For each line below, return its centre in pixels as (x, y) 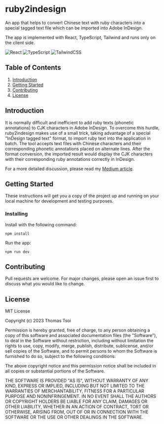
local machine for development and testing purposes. (59, 201)
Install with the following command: (41, 224)
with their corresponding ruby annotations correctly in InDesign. (70, 159)
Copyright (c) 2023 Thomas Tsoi (38, 321)
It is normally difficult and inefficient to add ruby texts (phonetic (69, 122)
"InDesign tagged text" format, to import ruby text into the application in (78, 138)
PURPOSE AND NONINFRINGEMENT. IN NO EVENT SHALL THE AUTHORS (81, 396)
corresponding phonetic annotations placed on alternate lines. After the (78, 149)
